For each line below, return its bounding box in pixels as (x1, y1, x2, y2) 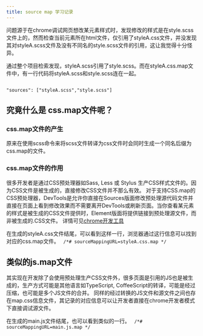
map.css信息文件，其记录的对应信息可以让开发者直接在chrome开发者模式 (11, 297, 195, 304)
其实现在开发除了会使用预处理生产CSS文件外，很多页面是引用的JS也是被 (6, 274, 188, 281)
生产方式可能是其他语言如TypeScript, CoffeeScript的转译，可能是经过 (22, 282, 196, 289)
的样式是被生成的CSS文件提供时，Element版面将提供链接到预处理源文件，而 (6, 209, 197, 216)
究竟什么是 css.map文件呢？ (6, 105, 113, 115)
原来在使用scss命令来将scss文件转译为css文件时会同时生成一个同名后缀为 (6, 140, 192, 147)
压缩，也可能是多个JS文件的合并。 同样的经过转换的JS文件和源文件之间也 (6, 289, 191, 297)
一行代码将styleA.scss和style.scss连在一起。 (27, 69, 140, 77)
